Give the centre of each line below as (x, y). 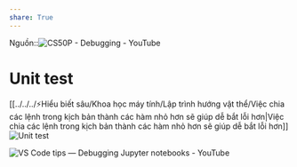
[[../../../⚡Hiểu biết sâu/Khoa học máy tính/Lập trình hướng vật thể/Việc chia (147, 104)
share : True (31, 17)
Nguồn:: (24, 43)
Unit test (41, 79)
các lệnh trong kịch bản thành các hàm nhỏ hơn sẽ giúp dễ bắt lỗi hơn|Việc (147, 116)
